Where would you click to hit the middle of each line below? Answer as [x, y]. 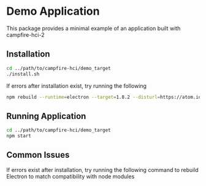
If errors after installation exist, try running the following [77, 86]
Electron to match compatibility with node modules [71, 176]
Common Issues [38, 155]
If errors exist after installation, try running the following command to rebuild [103, 169]
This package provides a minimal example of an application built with [93, 28]
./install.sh [23, 74]
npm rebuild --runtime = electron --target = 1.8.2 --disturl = [83, 97]
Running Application [46, 116]
